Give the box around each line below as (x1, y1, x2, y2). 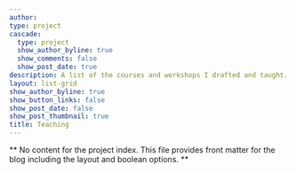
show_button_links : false (9, 95, 105, 105)
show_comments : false (17, 54, 98, 63)
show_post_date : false (9, 104, 93, 113)
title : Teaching (9, 121, 69, 130)
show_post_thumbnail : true (9, 112, 109, 121)
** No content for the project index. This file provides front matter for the (9, 145, 276, 155)
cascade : (9, 29, 42, 38)
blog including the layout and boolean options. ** (9, 154, 189, 164)
